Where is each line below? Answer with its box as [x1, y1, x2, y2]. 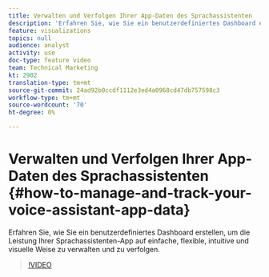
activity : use [8, 49, 56, 57]
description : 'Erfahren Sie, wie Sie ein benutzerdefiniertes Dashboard [8, 19, 256, 27]
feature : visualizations [8, 26, 91, 34]
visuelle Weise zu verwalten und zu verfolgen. [8, 244, 160, 254]
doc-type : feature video [8, 57, 91, 65]
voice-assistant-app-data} [8, 201, 191, 219]
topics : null [8, 34, 52, 42]
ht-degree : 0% [8, 109, 56, 117]
